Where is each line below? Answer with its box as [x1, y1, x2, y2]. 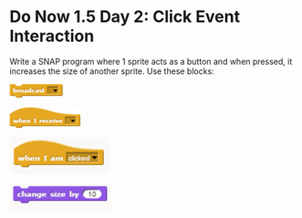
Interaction [9, 26, 95, 47]
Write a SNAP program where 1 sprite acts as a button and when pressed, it [9, 56, 293, 67]
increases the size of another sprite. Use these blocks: [9, 66, 214, 77]
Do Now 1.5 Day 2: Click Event [9, 6, 240, 27]
